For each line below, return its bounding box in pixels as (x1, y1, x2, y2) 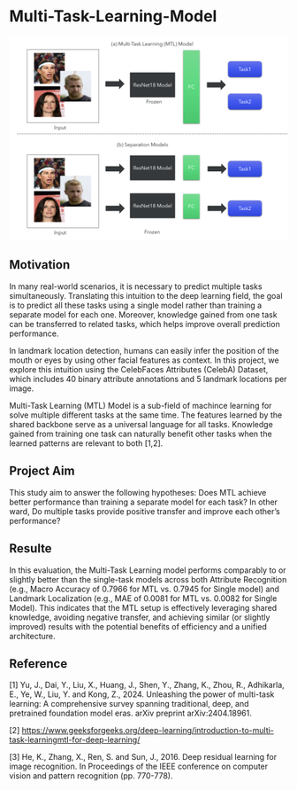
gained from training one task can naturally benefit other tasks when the (9, 428, 272, 439)
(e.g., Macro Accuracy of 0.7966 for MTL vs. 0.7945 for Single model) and (9, 583, 280, 594)
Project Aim (9, 464, 75, 479)
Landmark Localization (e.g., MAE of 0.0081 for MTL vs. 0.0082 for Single (9, 592, 278, 604)
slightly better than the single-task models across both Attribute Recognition (9, 574, 287, 584)
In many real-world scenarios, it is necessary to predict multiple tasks (9, 281, 263, 292)
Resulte (9, 541, 52, 556)
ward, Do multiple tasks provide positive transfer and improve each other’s (9, 505, 280, 516)
